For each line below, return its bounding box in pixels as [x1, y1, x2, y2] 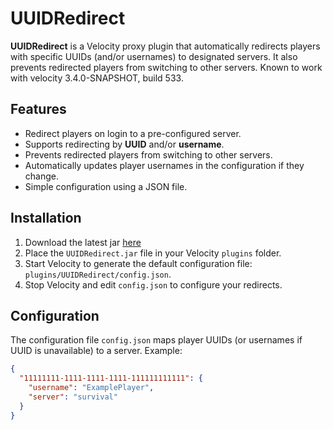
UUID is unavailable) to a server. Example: [10, 345, 183, 357]
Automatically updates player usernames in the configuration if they [24, 159, 305, 171]
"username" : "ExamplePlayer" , [28, 383, 155, 393]
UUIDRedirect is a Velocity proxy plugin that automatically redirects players [10, 40, 321, 52]
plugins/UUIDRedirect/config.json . [24, 268, 172, 280]
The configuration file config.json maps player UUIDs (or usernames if [10, 334, 303, 346]
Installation [10, 210, 82, 227]
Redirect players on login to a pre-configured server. [24, 127, 242, 139]
